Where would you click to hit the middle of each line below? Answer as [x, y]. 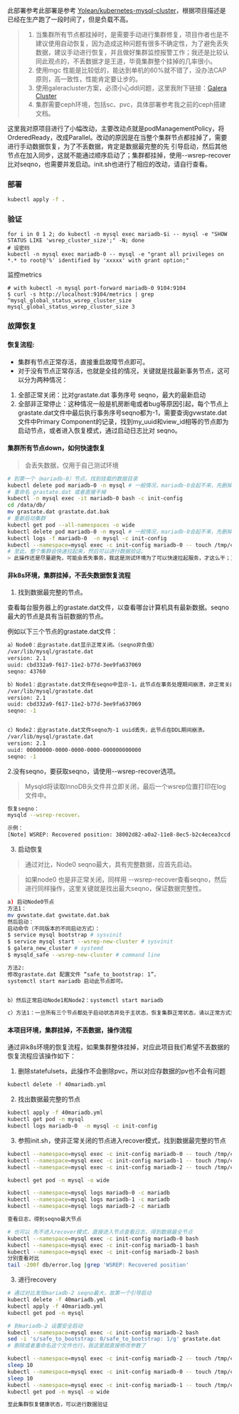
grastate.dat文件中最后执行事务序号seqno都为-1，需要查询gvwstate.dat [122, 413]
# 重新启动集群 [27, 519]
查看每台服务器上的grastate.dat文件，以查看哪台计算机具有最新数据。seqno [118, 607]
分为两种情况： [46, 379]
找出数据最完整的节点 [49, 1099]
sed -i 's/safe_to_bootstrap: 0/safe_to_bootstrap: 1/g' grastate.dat [114, 1339]
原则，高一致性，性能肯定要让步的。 [89, 79]
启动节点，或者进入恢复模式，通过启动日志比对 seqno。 [99, 430]
